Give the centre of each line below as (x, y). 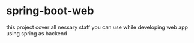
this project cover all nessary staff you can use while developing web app (97, 27)
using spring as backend (37, 33)
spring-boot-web (50, 11)
